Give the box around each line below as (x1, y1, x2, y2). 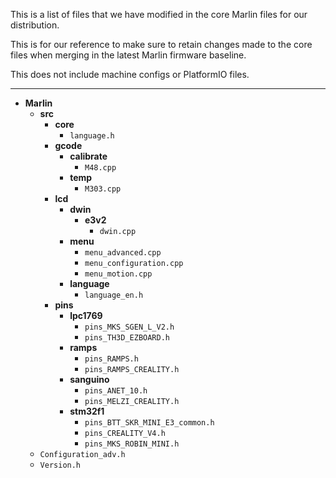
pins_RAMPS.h (84, 354, 139, 364)
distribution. (10, 19, 60, 31)
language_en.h (84, 290, 144, 300)
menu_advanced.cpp (84, 248, 162, 258)
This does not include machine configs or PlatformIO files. (10, 69, 250, 80)
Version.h (39, 460, 82, 470)
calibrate (69, 150, 108, 162)
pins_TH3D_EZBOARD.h (84, 333, 171, 343)
